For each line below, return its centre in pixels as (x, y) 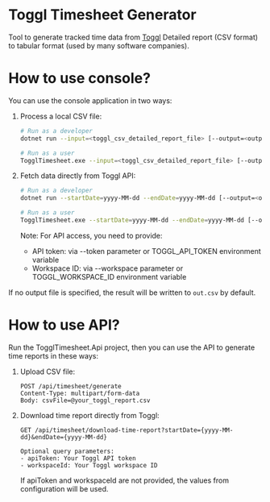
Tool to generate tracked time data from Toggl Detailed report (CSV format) (133, 37)
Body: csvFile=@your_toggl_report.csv (85, 400)
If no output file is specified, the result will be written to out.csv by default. (132, 292)
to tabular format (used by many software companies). (99, 45)
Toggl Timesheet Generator (102, 15)
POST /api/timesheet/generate (71, 386)
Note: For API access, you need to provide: (91, 235)
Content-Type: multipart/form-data (80, 393)
